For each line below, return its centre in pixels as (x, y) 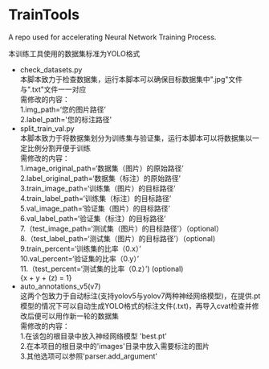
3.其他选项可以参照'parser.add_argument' (89, 356)
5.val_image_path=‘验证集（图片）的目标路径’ (95, 208)
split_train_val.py (47, 128)
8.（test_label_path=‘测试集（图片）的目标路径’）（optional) (118, 238)
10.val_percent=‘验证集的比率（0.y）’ (79, 258)
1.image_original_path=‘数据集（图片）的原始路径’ (102, 168)
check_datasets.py (51, 69)
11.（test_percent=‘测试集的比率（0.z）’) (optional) (102, 269)
